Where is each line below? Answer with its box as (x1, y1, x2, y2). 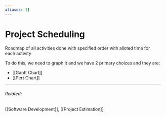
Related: (5, 91, 22, 97)
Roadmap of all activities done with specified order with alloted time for (5, 45, 150, 51)
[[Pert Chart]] (12, 75, 40, 81)
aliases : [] (5, 7, 30, 12)
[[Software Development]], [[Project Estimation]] (5, 106, 104, 112)
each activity (5, 50, 32, 56)
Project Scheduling (5, 28, 85, 40)
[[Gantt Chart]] (12, 69, 43, 75)
